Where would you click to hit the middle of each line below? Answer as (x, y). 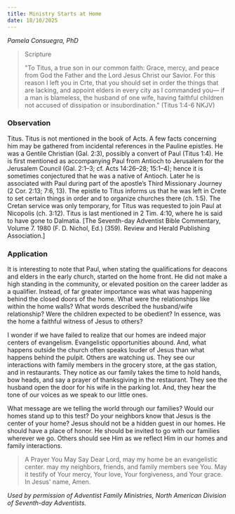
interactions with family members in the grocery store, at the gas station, (112, 365)
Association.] (26, 236)
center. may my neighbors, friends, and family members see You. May (126, 467)
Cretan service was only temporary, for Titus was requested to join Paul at (115, 205)
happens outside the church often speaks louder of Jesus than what (106, 350)
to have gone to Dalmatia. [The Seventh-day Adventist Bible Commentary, (114, 220)
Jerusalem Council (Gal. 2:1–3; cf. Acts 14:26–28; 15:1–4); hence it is (105, 168)
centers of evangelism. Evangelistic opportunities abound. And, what (107, 342)
